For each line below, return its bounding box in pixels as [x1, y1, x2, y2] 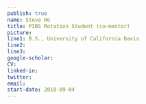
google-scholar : [7, 55, 53, 62]
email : [7, 80, 26, 87]
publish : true [7, 10, 48, 17]
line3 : [7, 49, 26, 55]
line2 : [7, 42, 26, 49]
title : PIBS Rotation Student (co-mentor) [7, 23, 130, 29]
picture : [7, 29, 32, 36]
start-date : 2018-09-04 [7, 86, 75, 93]
